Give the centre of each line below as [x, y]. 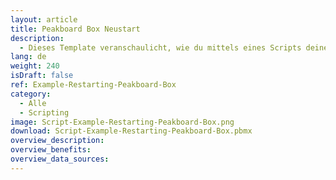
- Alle [33, 103]
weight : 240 [35, 66]
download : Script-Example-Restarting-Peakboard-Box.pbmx [131, 131]
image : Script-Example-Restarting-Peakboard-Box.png [122, 122]
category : [31, 94]
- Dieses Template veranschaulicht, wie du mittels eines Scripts [160, 47]
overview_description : [57, 141]
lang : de [28, 57]
